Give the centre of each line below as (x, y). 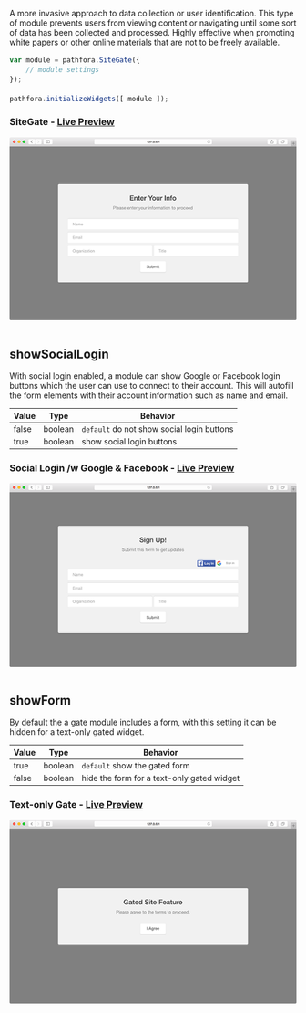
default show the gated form (136, 766)
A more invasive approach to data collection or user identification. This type (152, 13)
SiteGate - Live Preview (62, 122)
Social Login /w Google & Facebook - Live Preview (122, 467)
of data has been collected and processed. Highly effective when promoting (152, 32)
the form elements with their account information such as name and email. (149, 395)
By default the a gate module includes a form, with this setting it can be (143, 722)
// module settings (63, 69)
